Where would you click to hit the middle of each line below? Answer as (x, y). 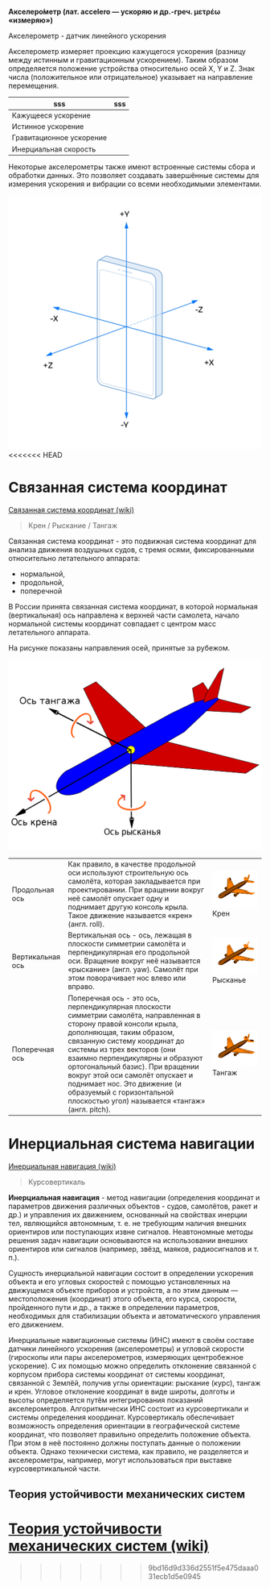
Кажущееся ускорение (51, 115)
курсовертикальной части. (55, 1469)
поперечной (41, 591)
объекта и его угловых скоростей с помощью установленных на (119, 1282)
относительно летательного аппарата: (74, 558)
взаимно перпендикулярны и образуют (135, 1058)
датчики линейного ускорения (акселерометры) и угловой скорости (126, 1349)
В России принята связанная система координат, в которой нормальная (133, 606)
